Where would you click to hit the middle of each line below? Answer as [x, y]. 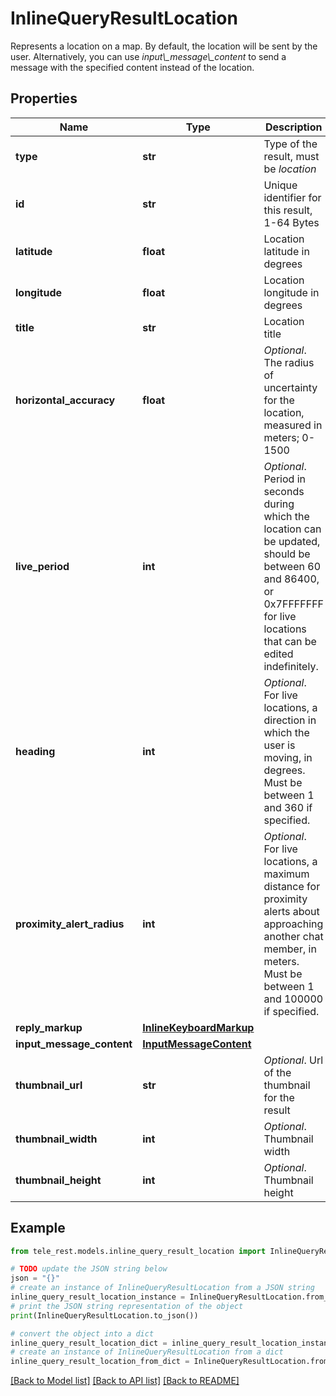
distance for [292, 886]
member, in [290, 949]
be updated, [292, 541]
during [279, 504]
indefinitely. [291, 666]
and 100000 [293, 999]
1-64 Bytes [291, 222]
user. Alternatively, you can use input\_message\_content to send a [148, 56]
